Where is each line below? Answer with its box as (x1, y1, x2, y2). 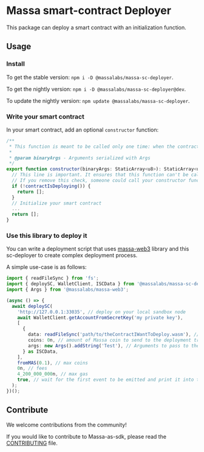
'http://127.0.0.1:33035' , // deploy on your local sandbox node (17, 308, 186, 315)
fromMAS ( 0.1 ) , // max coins (17, 360, 88, 366)
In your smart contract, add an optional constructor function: (6, 126, 159, 133)
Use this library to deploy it (6, 231, 87, 240)
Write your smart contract (6, 112, 85, 120)
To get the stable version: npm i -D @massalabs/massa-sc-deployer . (6, 74, 174, 81)
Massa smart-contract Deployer (6, 4, 172, 18)
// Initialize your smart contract (12, 200, 102, 206)
